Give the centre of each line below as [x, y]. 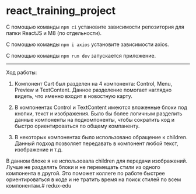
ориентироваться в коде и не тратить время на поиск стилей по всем [94, 179]
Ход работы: [22, 72]
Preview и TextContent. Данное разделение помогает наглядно [93, 90]
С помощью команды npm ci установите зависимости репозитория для [95, 27]
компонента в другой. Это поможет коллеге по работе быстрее [85, 173]
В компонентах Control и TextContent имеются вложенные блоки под [101, 107]
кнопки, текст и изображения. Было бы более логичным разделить [98, 113]
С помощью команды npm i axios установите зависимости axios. [87, 44]
